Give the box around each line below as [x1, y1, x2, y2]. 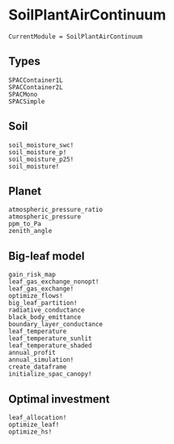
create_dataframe [8, 363, 67, 371]
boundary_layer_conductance [8, 321, 104, 329]
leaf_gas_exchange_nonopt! [8, 278, 100, 286]
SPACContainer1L [8, 75, 63, 84]
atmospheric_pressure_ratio [8, 205, 104, 214]
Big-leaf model [8, 249, 85, 263]
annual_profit [8, 349, 57, 357]
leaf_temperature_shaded [8, 342, 92, 350]
